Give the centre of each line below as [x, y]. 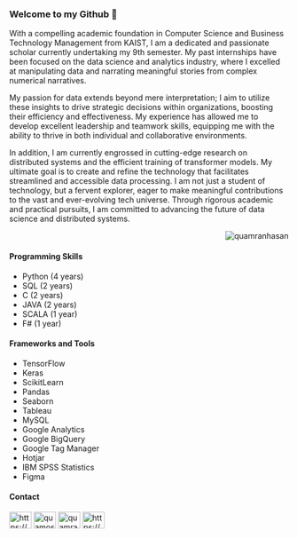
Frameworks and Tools [52, 344]
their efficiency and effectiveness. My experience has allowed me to [134, 117]
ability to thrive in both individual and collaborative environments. [128, 136]
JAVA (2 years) [49, 305]
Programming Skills [46, 256]
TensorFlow [43, 363]
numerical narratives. [48, 81]
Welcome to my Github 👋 [63, 14]
